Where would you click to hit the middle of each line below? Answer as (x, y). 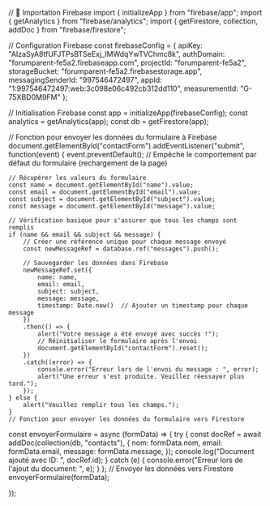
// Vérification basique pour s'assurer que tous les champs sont (123, 221)
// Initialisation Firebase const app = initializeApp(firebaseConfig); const (129, 113)
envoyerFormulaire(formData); (59, 477)
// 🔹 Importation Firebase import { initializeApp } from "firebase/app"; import (135, 13)
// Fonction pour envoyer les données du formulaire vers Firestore (126, 419)
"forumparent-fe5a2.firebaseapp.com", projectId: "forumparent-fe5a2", (127, 62)
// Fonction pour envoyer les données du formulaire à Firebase (113, 137)
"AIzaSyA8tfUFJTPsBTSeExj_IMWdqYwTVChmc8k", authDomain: (117, 54)
